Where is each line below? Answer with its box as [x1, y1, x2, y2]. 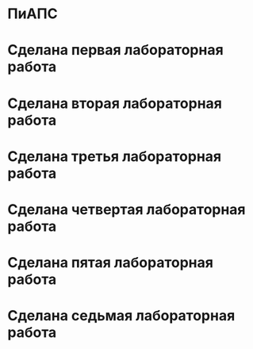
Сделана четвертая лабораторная [7, 200, 247, 218]
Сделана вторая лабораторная [7, 94, 223, 112]
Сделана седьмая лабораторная [7, 307, 236, 325]
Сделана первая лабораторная [7, 41, 224, 59]
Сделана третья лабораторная [7, 148, 222, 165]
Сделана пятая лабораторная [7, 254, 213, 272]
